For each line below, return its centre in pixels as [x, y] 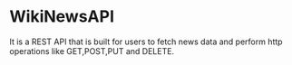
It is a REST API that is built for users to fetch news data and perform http [146, 42]
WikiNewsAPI [62, 17]
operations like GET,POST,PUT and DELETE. [92, 51]
